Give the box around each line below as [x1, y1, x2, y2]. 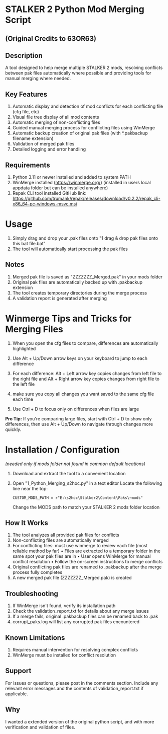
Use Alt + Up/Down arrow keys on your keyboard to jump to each [12, 355, 148, 361]
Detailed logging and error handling [12, 146, 86, 152]
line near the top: [12, 485, 48, 491]
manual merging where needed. [5, 76, 71, 82]
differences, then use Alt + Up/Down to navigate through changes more [5, 421, 153, 427]
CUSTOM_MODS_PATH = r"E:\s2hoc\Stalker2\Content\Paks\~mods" [12, 495, 143, 500]
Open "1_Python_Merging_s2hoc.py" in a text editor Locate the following [12, 480, 162, 486]
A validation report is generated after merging [12, 295, 107, 301]
